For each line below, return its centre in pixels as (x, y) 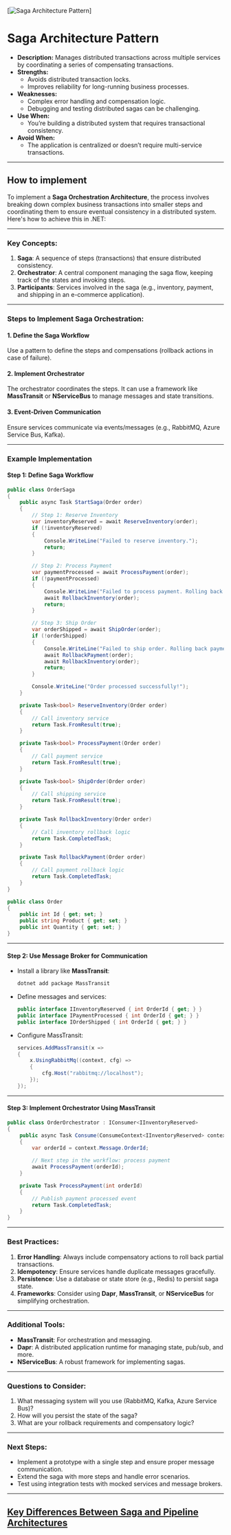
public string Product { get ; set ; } (74, 921)
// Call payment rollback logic (78, 870)
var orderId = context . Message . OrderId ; (90, 1148)
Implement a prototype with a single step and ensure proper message (115, 1462)
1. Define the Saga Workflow (48, 335)
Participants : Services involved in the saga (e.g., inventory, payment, (115, 287)
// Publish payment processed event (84, 1199)
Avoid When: (36, 137)
